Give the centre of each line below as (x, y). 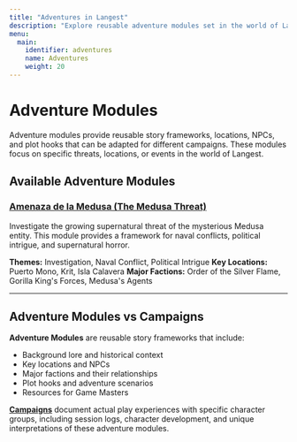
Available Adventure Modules (92, 182)
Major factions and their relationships (90, 374)
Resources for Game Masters (75, 392)
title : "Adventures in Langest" (69, 17)
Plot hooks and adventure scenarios (88, 383)
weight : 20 (45, 67)
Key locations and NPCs (66, 364)
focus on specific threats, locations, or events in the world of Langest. (137, 153)
